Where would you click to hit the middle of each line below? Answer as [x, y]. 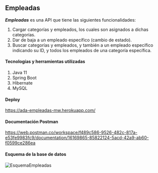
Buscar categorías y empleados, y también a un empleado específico [83, 45]
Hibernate [22, 83]
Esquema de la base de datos [36, 154]
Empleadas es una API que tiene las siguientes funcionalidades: [71, 20]
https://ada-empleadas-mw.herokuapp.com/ [50, 111]
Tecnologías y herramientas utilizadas [45, 61]
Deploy [13, 99]
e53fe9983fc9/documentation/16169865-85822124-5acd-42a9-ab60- [77, 138]
